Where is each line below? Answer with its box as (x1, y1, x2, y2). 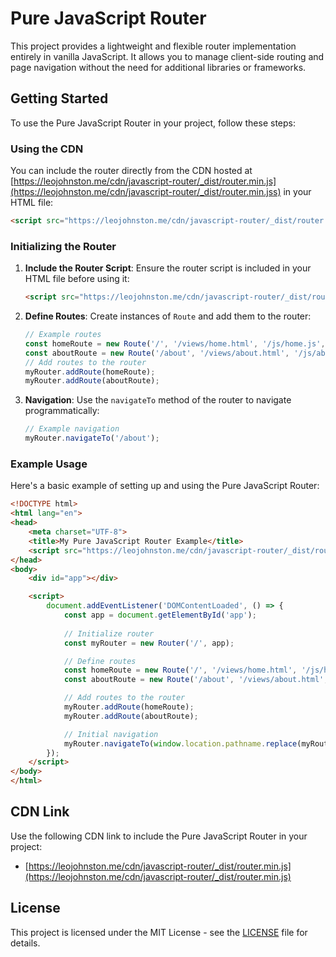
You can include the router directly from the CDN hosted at (10, 165, 253, 177)
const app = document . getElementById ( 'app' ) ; (63, 610, 257, 621)
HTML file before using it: (24, 273, 130, 285)
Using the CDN (10, 142, 84, 156)
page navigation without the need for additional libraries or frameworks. (10, 61, 307, 73)
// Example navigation (24, 424, 120, 434)
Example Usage (10, 457, 88, 471)
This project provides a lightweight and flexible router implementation (10, 40, 297, 52)
